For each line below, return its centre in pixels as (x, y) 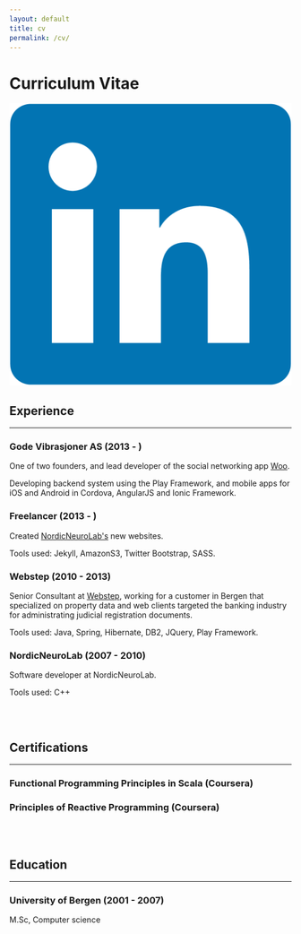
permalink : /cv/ (39, 38)
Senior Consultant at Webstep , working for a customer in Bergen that (137, 596)
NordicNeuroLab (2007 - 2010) (77, 655)
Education (39, 865)
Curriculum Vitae (74, 83)
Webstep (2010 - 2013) (60, 576)
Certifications (49, 747)
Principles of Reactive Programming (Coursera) (115, 807)
